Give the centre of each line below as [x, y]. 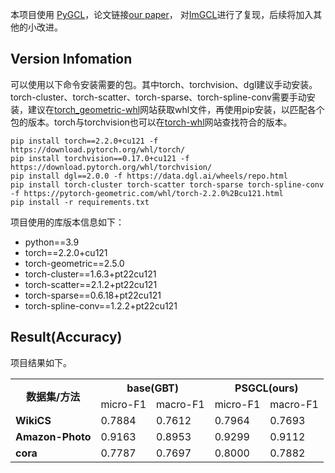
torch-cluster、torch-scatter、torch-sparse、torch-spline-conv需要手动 [158, 97]
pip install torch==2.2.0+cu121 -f [84, 141]
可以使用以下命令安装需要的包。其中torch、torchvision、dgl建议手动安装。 [164, 84]
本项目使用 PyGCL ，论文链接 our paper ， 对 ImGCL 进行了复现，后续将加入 [162, 14]
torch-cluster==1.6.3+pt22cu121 [90, 274]
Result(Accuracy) [66, 337]
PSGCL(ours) [266, 388]
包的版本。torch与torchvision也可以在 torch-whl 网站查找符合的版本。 [151, 122]
